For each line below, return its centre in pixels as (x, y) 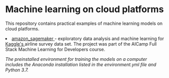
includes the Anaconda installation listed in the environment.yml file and (81, 64)
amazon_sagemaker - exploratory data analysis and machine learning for (88, 38)
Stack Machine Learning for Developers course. (55, 49)
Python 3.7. (17, 70)
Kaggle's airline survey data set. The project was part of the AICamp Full (81, 44)
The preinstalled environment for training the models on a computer (76, 59)
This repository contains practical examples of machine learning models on (84, 23)
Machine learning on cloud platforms (84, 9)
